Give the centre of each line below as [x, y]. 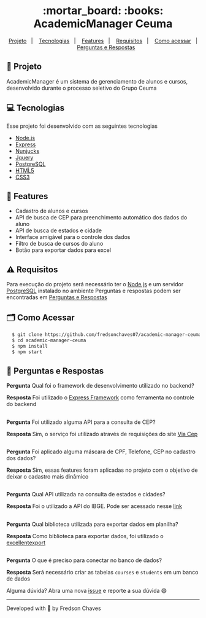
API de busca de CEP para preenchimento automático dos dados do [101, 217]
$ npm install [30, 346]
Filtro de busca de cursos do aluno [59, 244]
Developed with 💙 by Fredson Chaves [54, 608]
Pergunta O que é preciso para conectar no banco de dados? [84, 560]
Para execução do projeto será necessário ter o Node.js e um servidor [95, 284]
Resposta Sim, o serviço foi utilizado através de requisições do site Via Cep [102, 434]
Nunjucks [27, 151]
